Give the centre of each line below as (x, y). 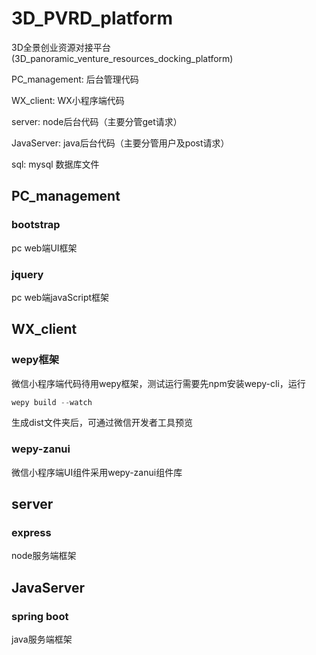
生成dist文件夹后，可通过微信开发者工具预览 (102, 423)
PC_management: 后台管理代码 (75, 79)
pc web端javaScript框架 (60, 297)
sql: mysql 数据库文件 (55, 164)
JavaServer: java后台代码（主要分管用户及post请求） (120, 143)
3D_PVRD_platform (92, 18)
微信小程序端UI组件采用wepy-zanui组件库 (97, 472)
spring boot (40, 616)
